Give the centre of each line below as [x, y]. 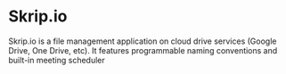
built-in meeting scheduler [57, 60]
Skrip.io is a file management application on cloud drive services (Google [143, 41]
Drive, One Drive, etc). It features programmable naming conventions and [143, 50]
